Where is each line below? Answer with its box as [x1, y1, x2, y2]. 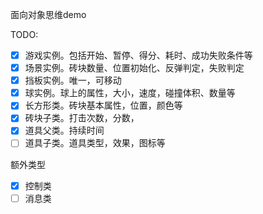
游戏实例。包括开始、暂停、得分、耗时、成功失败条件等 [24, 49, 253, 61]
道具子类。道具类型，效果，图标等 [24, 137, 166, 149]
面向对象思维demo [10, 9, 87, 20]
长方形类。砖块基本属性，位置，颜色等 [24, 99, 183, 112]
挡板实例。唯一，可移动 [24, 74, 122, 87]
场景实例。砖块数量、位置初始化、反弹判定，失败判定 [24, 62, 245, 74]
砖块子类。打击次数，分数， [24, 112, 140, 124]
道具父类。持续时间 [24, 124, 105, 137]
